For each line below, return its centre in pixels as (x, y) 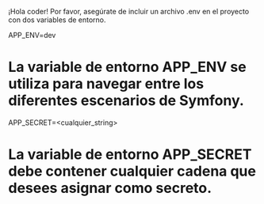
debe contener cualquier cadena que (132, 171)
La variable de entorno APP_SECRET (130, 155)
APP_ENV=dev (32, 35)
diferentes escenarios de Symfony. (126, 101)
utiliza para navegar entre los (106, 84)
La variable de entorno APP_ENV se (128, 67)
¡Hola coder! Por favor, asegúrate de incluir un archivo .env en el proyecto (129, 11)
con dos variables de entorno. (57, 20)
